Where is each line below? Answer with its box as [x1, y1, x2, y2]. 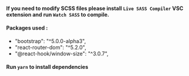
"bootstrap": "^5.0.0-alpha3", [14, 37, 86, 44]
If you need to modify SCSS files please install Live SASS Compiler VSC [6, 5, 184, 12]
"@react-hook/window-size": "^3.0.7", [14, 50, 109, 57]
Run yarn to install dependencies [6, 64, 89, 71]
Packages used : [6, 24, 48, 32]
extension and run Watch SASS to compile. [6, 11, 109, 18]
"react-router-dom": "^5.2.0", [14, 44, 86, 51]
